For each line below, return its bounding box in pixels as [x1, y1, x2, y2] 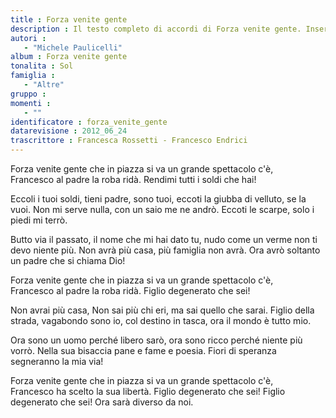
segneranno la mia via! [10, 356, 104, 367]
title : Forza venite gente [10, 14, 128, 25]
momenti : [10, 98, 52, 108]
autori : [10, 33, 47, 43]
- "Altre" [23, 80, 65, 90]
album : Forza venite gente [10, 52, 128, 62]
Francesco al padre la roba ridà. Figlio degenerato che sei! [10, 285, 251, 296]
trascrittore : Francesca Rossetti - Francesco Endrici [10, 136, 248, 146]
